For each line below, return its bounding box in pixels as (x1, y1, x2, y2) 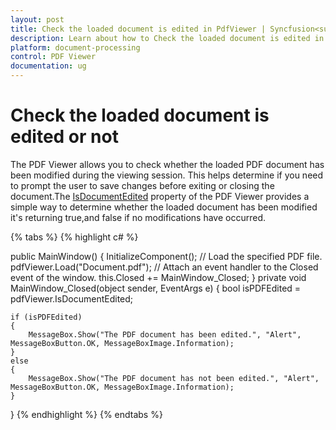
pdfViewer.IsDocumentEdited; (10, 292, 134, 305)
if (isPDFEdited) (10, 312, 83, 322)
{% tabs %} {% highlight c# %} (10, 231, 139, 243)
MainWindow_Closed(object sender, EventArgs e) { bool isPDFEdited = (10, 282, 302, 294)
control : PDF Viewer (10, 52, 97, 62)
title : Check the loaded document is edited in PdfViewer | (10, 24, 267, 34)
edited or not (10, 126, 119, 148)
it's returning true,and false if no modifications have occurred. (10, 211, 267, 223)
